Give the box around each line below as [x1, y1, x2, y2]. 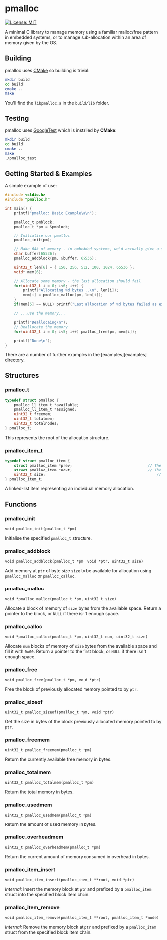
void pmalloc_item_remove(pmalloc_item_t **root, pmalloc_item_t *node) [5, 915, 159, 920]
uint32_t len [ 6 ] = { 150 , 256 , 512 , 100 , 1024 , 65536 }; [14, 265, 135, 270]
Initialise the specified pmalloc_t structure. [5, 535, 92, 541]
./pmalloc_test [5, 155, 37, 161]
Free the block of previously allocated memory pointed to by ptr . [5, 686, 138, 692]
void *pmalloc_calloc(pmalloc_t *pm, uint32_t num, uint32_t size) [5, 634, 148, 640]
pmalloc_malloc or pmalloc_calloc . [5, 573, 76, 579]
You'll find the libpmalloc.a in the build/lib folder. [5, 100, 109, 106]
